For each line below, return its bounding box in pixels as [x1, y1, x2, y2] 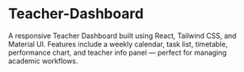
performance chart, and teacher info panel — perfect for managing [8, 47, 227, 57]
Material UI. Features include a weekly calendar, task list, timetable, [8, 39, 228, 48]
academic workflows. [8, 56, 78, 66]
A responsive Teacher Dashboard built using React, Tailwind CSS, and [8, 31, 237, 40]
